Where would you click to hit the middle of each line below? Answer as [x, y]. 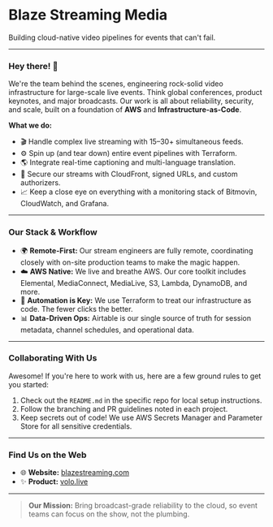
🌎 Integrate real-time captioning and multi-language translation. [128, 162]
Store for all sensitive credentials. [76, 426]
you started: [28, 384]
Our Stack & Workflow [53, 232]
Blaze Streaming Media [88, 15]
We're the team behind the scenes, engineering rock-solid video [116, 84]
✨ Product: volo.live [54, 482]
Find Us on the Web [48, 455]
